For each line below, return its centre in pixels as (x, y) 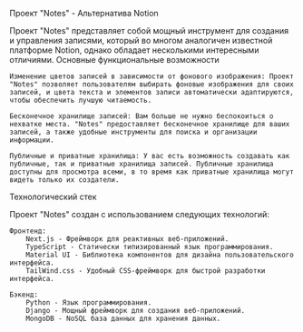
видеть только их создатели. (64, 180)
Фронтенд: (28, 231)
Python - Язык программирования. (89, 303)
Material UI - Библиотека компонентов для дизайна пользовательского (160, 255)
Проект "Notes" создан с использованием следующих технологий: (140, 214)
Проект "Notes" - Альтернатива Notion (84, 13)
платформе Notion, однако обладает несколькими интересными (134, 50)
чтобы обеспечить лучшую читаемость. (81, 100)
